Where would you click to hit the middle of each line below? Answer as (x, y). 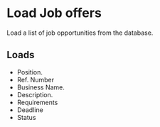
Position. (30, 72)
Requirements (37, 102)
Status (26, 117)
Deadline (30, 110)
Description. (35, 94)
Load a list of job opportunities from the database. (80, 33)
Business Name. (41, 87)
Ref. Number (36, 79)
